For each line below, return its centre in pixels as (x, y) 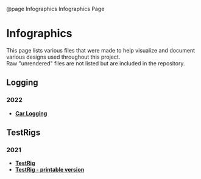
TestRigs (23, 133)
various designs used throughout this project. (63, 57)
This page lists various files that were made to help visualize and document (101, 50)
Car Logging (31, 113)
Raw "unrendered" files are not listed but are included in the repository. (96, 63)
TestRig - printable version (50, 170)
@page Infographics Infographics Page (55, 9)
